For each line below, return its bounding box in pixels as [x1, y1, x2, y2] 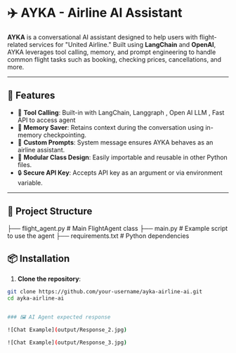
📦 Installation [7, 253, 70, 265]
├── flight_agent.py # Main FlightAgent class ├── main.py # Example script [7, 224, 228, 232]
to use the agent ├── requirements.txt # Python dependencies [7, 232, 190, 240]
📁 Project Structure [7, 206, 93, 218]
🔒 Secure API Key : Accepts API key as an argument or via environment [17, 168, 223, 177]
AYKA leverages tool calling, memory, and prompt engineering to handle [7, 48, 216, 56]
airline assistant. [17, 145, 65, 154]
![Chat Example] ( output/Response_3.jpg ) [7, 339, 128, 346]
